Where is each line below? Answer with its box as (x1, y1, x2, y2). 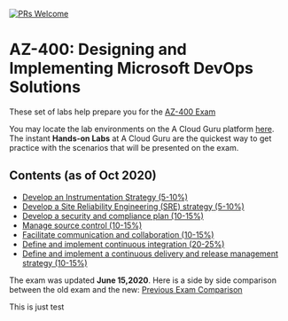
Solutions (9, 77, 82, 98)
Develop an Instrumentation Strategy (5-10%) (21, 192, 189, 202)
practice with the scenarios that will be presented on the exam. (9, 142, 239, 153)
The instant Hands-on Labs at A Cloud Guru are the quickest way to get (9, 133, 272, 144)
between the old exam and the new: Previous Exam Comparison (9, 284, 243, 294)
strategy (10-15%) (21, 257, 88, 268)
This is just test (9, 301, 65, 312)
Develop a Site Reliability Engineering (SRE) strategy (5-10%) (21, 200, 245, 212)
